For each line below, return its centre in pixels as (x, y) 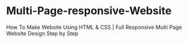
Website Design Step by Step (42, 33)
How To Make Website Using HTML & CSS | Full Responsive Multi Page (94, 27)
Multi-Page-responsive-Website (89, 11)
